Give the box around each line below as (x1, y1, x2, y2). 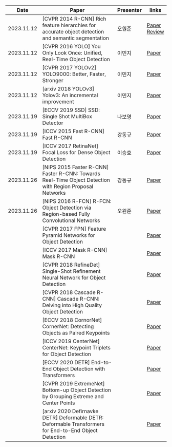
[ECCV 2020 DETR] (42, 359, 91, 366)
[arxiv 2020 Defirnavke (42, 408, 99, 415)
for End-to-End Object (42, 427, 98, 434)
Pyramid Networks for (42, 232, 95, 238)
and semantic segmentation (42, 34, 109, 42)
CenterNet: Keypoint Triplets (42, 344, 111, 351)
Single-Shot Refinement (42, 268, 101, 274)
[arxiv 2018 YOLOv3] (42, 85, 95, 92)
